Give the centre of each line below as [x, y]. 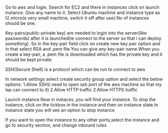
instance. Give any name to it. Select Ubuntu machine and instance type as [83, 13]
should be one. [21, 23]
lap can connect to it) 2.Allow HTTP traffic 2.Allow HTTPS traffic [71, 90]
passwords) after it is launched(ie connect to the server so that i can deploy [83, 38]
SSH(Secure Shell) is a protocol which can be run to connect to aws [75, 69]
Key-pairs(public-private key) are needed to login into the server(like [76, 33]
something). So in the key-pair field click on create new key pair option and [83, 44]
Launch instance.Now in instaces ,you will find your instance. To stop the [80, 99]
